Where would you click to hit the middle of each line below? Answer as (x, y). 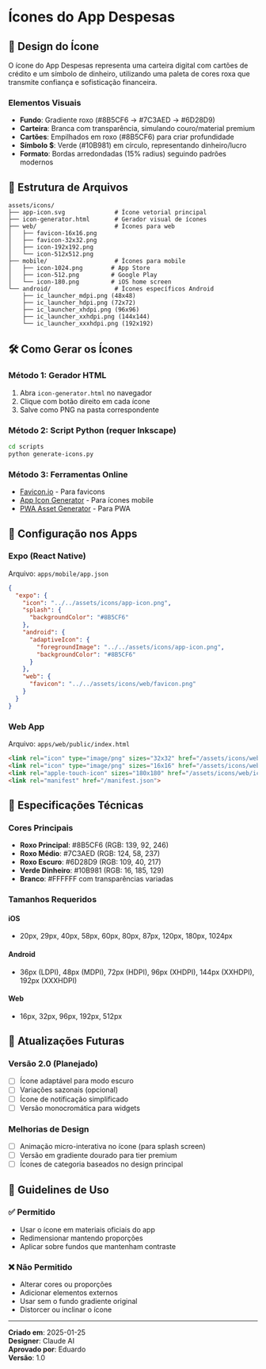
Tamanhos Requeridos (53, 900)
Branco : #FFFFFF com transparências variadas (97, 879)
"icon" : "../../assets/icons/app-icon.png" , (97, 603)
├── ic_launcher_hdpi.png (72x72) (79, 303)
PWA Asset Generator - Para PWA (75, 509)
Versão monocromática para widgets (80, 1108)
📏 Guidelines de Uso (59, 1190)
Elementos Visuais (45, 102)
